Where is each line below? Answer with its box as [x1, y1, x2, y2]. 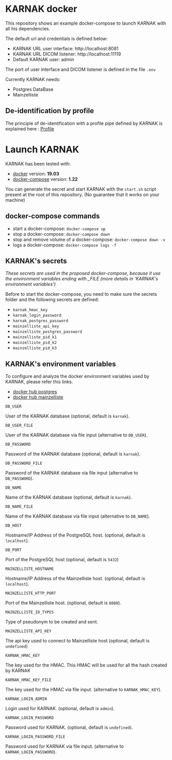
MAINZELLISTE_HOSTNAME [5, 566, 54, 572]
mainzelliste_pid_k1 [12, 335, 57, 340]
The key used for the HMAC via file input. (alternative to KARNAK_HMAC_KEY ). [5, 687, 162, 693]
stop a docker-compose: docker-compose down [12, 231, 110, 237]
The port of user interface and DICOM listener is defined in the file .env [5, 66, 156, 72]
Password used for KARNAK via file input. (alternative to [5, 743, 124, 750]
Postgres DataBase [12, 86, 54, 92]
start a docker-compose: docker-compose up [12, 225, 106, 232]
